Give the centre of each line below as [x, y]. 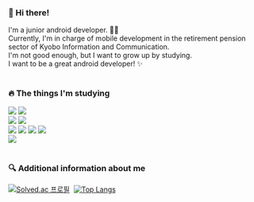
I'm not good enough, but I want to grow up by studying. [100, 56]
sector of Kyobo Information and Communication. [89, 47]
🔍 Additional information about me [77, 168]
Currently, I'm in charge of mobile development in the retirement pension [127, 38]
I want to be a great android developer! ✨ [75, 64]
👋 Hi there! [29, 13]
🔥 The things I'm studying [59, 93]
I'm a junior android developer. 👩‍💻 [63, 30]
